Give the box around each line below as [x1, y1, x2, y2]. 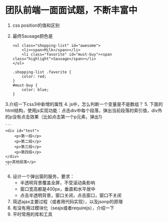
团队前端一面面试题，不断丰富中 [5, 5, 138, 16]
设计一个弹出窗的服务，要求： [12, 173, 74, 179]
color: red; [22, 74, 47, 79]
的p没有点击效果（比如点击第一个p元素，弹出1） [5, 114, 105, 120]
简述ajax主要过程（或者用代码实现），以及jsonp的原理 [12, 198, 123, 204]
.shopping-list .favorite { [12, 69, 71, 75]
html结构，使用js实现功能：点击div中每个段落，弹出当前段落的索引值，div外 [5, 107, 162, 114]
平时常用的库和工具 [12, 211, 53, 217]
